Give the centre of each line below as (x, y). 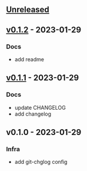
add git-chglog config (41, 162)
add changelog (33, 114)
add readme (29, 60)
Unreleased (28, 10)
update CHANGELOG (40, 107)
